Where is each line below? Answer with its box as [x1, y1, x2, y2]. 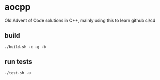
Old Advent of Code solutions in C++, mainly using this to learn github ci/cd [4, 17, 156, 23]
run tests [4, 58, 32, 66]
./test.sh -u [4, 70, 31, 75]
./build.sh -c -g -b [4, 44, 47, 49]
